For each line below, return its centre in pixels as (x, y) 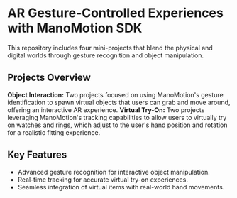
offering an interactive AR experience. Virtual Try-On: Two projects (106, 110)
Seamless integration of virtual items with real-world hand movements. (121, 187)
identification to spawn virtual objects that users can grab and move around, (119, 102)
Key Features (37, 155)
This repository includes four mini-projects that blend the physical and (110, 48)
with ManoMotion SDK (75, 28)
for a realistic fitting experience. (54, 132)
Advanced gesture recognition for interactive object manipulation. (114, 172)
